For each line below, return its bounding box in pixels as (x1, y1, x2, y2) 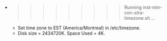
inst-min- (142, 5, 162, 10)
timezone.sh (124, 15, 150, 21)
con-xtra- (124, 10, 145, 16)
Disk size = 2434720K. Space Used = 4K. (17, 30, 105, 36)
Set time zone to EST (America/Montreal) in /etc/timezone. (17, 25, 141, 31)
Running (124, 5, 142, 10)
